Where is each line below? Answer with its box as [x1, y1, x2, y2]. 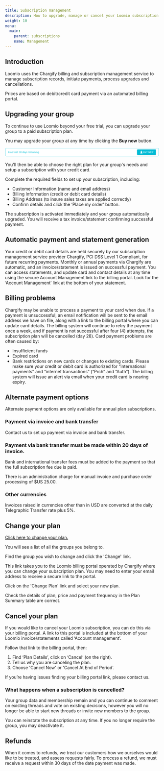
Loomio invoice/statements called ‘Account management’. [5, 635, 121, 641]
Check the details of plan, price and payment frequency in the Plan [5, 593, 140, 599]
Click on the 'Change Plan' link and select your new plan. [5, 583, 120, 589]
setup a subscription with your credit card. [5, 167, 91, 172]
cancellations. [5, 81, 33, 87]
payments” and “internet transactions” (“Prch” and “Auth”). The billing [12, 368, 153, 374]
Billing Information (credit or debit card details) [12, 191, 107, 197]
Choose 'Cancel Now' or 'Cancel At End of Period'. [12, 664, 115, 671]
